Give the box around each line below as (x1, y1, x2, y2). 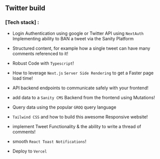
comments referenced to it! (12, 50, 68, 56)
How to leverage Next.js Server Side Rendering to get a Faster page (12, 70, 154, 76)
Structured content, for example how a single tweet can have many (12, 45, 151, 51)
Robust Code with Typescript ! (12, 60, 74, 66)
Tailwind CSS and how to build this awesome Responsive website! (12, 114, 148, 120)
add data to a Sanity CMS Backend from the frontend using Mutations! (12, 94, 156, 100)
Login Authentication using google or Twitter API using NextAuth (12, 30, 144, 36)
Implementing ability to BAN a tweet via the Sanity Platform (12, 35, 134, 41)
